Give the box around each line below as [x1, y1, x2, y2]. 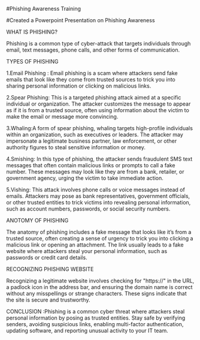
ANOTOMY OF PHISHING [6, 217, 69, 224]
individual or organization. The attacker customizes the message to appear [6, 100, 191, 107]
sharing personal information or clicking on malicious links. [6, 82, 151, 89]
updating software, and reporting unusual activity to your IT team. [6, 327, 169, 334]
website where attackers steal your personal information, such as [6, 248, 168, 254]
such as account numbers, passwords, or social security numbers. [6, 205, 171, 212]
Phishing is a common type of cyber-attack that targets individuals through [6, 40, 191, 47]
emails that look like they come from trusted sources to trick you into [6, 76, 175, 83]
